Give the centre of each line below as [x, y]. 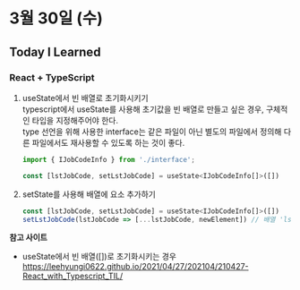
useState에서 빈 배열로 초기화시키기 [86, 98]
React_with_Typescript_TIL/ [73, 276]
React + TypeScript [52, 77]
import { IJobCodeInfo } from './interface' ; [108, 159]
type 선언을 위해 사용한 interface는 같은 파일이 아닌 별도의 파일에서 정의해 [152, 132]
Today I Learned [55, 51]
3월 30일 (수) [56, 18]
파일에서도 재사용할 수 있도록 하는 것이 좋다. [108, 142]
